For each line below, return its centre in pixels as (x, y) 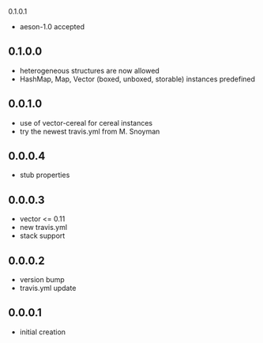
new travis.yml (43, 228)
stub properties (45, 175)
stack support (42, 236)
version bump (42, 280)
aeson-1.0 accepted (52, 26)
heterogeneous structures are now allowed (89, 70)
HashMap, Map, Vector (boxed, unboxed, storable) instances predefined (137, 79)
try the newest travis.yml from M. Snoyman (90, 131)
